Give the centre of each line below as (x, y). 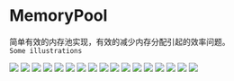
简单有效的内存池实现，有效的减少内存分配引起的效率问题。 (120, 41)
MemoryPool (58, 16)
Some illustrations (46, 50)
